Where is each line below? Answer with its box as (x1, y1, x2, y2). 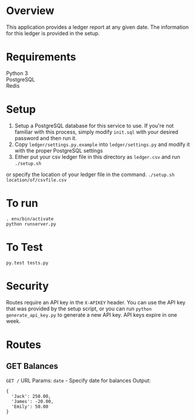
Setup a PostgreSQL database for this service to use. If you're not (14, 122, 174, 129)
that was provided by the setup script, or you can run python (6, 305, 152, 312)
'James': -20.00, (11, 398, 54, 404)
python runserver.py (6, 221, 57, 227)
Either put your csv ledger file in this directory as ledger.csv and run (14, 153, 180, 160)
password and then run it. (14, 134, 77, 141)
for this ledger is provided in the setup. (6, 29, 100, 36)
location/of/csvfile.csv (6, 177, 67, 183)
